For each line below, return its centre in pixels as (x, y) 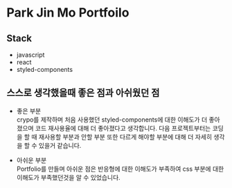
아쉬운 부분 (32, 160)
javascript (30, 55)
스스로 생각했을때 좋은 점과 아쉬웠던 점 (83, 93)
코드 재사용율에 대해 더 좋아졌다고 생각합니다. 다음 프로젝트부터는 (123, 128)
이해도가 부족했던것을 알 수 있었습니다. (68, 177)
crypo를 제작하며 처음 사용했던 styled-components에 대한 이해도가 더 (112, 120)
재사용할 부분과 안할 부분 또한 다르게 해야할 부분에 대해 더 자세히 (125, 137)
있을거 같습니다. (60, 145)
